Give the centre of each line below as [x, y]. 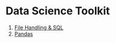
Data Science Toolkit [58, 11]
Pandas [24, 33]
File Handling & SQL [39, 27]
